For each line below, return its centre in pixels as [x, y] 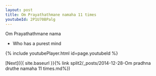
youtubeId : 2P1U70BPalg [30, 19]
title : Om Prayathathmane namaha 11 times [51, 15]
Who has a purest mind [37, 44]
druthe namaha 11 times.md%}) [38, 68]
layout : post [19, 10]
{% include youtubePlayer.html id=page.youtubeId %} [62, 53]
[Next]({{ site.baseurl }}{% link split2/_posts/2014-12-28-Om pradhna [78, 63]
